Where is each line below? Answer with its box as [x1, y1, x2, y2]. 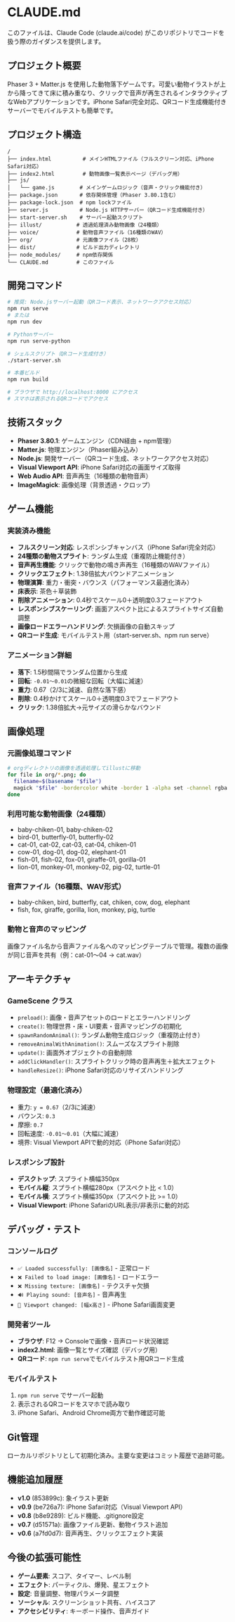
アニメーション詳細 [7, 650, 72, 660]
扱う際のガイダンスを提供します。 [7, 37, 105, 46]
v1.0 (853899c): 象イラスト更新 [17, 1493, 109, 1502]
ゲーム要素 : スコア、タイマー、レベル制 [17, 1571, 131, 1580]
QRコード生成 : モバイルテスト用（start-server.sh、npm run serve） [17, 631, 213, 640]
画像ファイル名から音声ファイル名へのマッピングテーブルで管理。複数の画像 [7, 942, 229, 950]
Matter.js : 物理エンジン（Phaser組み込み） [17, 445, 142, 454]
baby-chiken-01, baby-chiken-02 [17, 825, 114, 834]
